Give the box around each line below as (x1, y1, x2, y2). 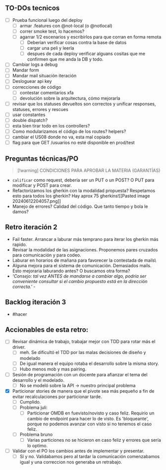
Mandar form (12, 67, 40, 73)
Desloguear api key (12, 78, 52, 84)
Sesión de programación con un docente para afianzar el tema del (12, 371, 148, 377)
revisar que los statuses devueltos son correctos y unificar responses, (12, 101, 156, 107)
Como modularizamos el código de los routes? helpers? (12, 128, 126, 134)
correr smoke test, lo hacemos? (19, 28, 85, 34)
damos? (12, 208, 29, 215)
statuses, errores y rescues (12, 106, 68, 112)
